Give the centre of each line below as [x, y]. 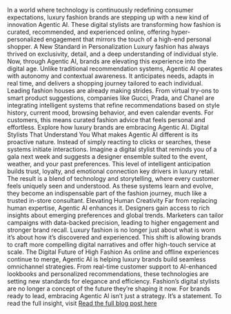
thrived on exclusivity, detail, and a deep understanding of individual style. [113, 54]
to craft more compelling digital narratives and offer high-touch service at [111, 245]
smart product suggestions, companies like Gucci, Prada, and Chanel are [111, 98]
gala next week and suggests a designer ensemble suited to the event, [108, 157]
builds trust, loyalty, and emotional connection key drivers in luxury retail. [111, 171]
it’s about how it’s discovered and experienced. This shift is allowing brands [114, 237]
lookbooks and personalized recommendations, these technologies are [108, 274]
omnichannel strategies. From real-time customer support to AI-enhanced [112, 266]
